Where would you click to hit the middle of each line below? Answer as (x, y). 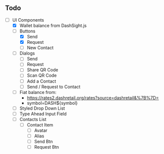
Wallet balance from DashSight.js (53, 25)
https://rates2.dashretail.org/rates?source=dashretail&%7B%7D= (93, 97)
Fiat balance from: (38, 92)
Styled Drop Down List (42, 108)
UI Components (28, 20)
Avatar (41, 130)
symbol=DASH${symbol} (52, 103)
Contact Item (40, 124)
